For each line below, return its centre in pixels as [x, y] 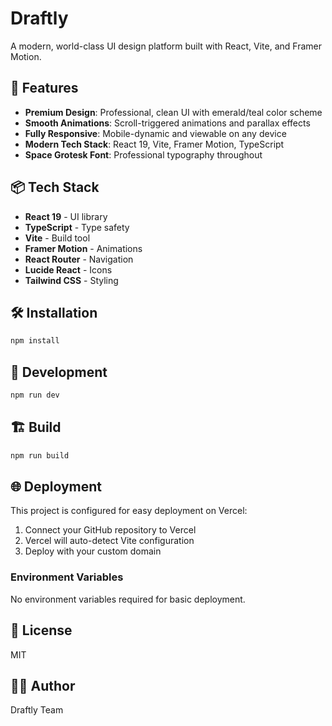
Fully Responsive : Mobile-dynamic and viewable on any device [155, 133]
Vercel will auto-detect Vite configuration [109, 541]
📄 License [41, 630]
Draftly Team [37, 710]
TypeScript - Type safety [77, 227]
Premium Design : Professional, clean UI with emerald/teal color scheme [173, 112]
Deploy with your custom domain [93, 551]
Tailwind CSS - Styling [71, 280]
